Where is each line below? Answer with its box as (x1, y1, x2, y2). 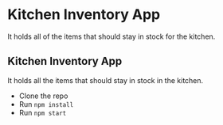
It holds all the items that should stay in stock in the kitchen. (7, 75, 204, 85)
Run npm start (18, 108, 67, 117)
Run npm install (18, 99, 74, 108)
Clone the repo (18, 91, 68, 100)
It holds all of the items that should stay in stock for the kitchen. (7, 32, 216, 41)
